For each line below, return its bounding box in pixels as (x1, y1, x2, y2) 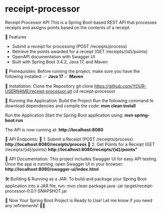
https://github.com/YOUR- (94, 83, 147, 89)
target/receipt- (124, 183, 154, 189)
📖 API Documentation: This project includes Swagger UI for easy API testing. (5, 156, 158, 162)
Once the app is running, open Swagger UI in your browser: (5, 161, 124, 167)
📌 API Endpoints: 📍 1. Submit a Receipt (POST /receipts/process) (5, 136, 133, 142)
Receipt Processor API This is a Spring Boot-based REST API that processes (5, 19, 157, 25)
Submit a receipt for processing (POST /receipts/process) (12, 43, 127, 49)
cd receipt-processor (73, 88, 116, 94)
